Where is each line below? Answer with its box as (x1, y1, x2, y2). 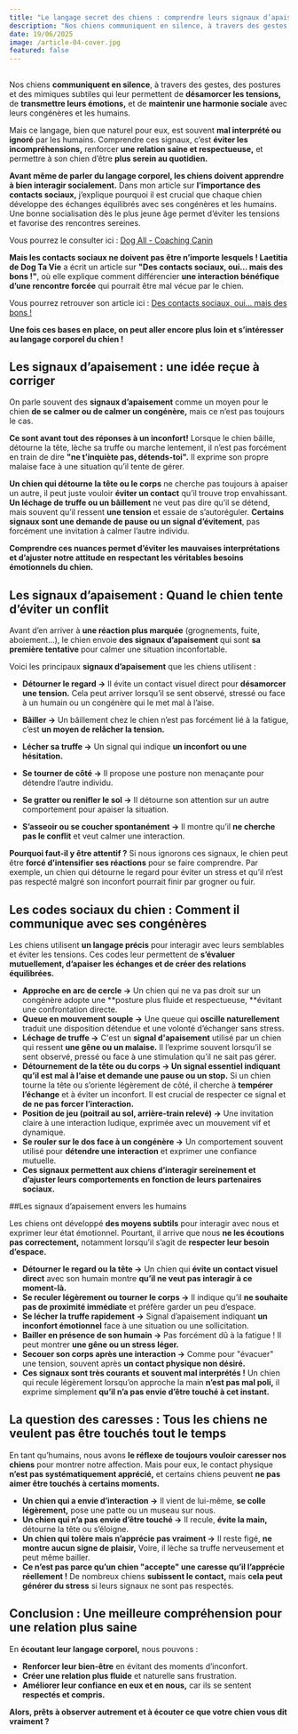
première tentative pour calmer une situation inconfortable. (9, 644, 228, 654)
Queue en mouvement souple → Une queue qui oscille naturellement (21, 1013, 280, 1024)
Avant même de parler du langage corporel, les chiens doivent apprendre (9, 170, 285, 181)
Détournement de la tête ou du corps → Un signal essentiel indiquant (21, 1060, 281, 1072)
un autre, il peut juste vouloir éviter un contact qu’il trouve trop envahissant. (9, 488, 288, 499)
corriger (9, 373, 56, 388)
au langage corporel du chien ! (9, 333, 124, 344)
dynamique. (21, 1127, 67, 1137)
